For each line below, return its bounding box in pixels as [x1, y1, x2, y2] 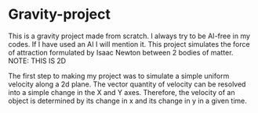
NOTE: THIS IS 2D [8, 56, 67, 65]
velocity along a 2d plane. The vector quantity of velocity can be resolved [8, 79, 246, 89]
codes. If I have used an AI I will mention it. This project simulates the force [8, 39, 250, 48]
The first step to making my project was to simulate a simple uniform [8, 71, 230, 80]
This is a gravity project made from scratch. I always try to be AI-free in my [8, 31, 251, 41]
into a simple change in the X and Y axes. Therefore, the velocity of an [8, 87, 235, 97]
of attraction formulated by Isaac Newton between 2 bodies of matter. [8, 48, 234, 57]
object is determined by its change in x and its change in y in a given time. [8, 96, 247, 105]
